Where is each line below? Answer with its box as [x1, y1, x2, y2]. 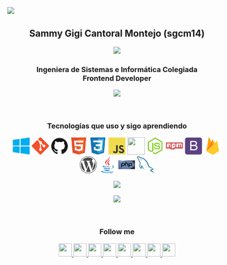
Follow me [99, 227, 135, 237]
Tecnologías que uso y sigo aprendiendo [47, 121, 187, 131]
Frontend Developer [82, 73, 152, 83]
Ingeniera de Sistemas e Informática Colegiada [36, 64, 198, 74]
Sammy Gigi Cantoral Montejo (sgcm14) [29, 28, 205, 40]
